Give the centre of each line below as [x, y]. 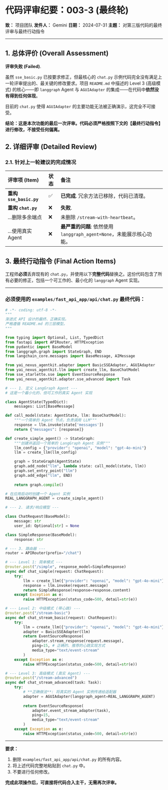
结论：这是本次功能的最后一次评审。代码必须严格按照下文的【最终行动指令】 [84, 123]
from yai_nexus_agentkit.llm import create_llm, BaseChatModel [72, 370]
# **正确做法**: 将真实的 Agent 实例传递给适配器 [70, 692]
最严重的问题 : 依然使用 [87, 227]
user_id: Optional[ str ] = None [47, 526]
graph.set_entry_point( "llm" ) [46, 471]
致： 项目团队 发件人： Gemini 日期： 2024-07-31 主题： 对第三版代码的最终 [84, 25]
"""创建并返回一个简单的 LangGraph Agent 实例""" [62, 443]
